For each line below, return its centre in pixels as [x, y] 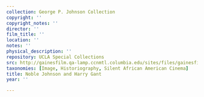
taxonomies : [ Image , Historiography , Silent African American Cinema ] [97, 68]
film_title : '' [25, 35]
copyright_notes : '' [32, 23]
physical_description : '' [39, 52]
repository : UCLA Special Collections [55, 57]
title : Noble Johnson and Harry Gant [54, 74]
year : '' [17, 79]
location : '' [23, 40]
